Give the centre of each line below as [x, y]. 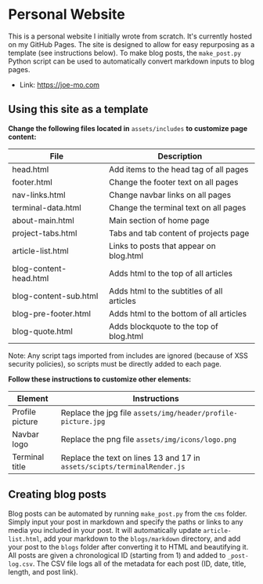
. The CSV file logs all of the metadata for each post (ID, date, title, [139, 564]
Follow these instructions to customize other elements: [100, 379]
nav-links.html [39, 195]
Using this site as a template [78, 109]
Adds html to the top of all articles [171, 273]
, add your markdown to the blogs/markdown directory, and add [140, 538]
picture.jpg [83, 421]
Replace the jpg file [96, 412]
